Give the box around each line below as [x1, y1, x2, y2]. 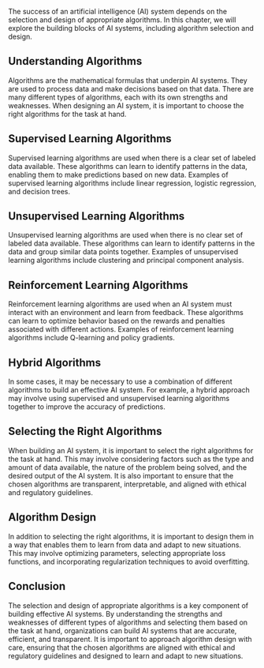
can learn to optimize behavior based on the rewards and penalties [8, 316, 226, 326]
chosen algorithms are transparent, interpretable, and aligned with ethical [8, 479, 247, 489]
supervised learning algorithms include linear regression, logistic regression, [8, 178, 257, 188]
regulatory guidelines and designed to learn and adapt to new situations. [8, 651, 244, 660]
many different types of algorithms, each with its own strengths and [8, 92, 229, 102]
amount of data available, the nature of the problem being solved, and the [8, 462, 247, 472]
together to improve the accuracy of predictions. [8, 402, 165, 411]
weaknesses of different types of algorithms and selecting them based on [8, 617, 248, 627]
